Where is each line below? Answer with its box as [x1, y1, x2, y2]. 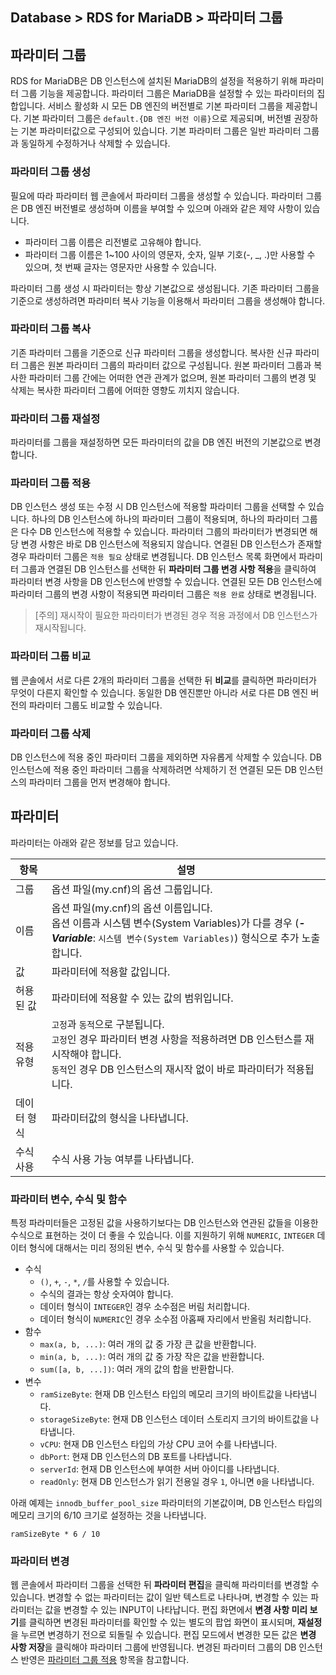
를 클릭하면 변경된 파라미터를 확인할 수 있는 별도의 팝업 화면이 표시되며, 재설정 [18, 1616, 323, 1628]
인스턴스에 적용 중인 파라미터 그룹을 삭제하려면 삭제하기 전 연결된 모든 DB [10, 763, 297, 775]
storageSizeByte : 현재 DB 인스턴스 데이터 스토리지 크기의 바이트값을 [39, 1413, 309, 1425]
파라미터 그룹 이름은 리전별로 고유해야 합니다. [24, 236, 202, 248]
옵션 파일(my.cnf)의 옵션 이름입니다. [51, 901, 213, 915]
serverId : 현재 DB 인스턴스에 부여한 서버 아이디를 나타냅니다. [39, 1463, 280, 1475]
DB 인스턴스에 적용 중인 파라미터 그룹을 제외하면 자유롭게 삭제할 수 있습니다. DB [10, 751, 323, 763]
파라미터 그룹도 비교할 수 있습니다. [28, 699, 163, 711]
